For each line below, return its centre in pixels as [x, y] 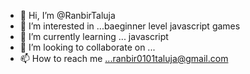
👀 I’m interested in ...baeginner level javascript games [130, 26]
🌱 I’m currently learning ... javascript [94, 36]
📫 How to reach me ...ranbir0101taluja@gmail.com [124, 58]
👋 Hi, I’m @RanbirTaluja [67, 15]
